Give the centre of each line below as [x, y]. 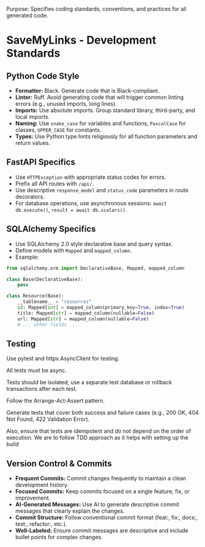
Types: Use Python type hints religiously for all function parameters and [106, 136]
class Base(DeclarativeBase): [45, 279]
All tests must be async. [36, 371]
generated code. [27, 15]
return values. [33, 143]
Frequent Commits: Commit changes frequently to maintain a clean [101, 478]
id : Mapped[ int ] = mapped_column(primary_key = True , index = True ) [101, 307]
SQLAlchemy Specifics [51, 229]
